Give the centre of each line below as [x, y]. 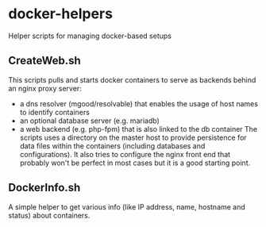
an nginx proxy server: [45, 88]
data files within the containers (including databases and [112, 146]
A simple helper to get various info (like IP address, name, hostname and [127, 206]
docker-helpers [61, 14]
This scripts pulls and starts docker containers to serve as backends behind [132, 79]
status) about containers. [49, 215]
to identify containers [54, 112]
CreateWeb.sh [44, 61]
